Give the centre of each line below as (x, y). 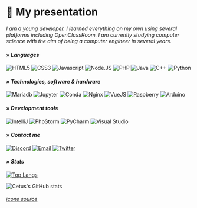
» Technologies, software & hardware (53, 81)
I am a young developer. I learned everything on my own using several (92, 28)
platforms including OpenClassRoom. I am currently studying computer (93, 34)
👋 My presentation (52, 12)
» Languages (23, 55)
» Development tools (32, 108)
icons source (22, 199)
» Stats (15, 162)
